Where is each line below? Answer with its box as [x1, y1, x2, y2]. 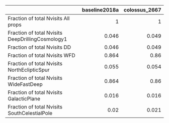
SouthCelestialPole [8, 110, 53, 116]
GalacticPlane [8, 95, 41, 102]
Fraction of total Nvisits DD [8, 44, 71, 51]
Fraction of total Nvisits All [8, 15, 70, 22]
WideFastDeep [8, 81, 43, 87]
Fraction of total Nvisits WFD [8, 52, 75, 59]
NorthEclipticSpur [8, 66, 50, 73]
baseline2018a [81, 7, 119, 13]
